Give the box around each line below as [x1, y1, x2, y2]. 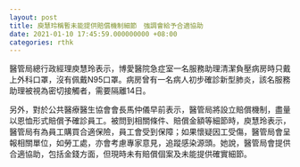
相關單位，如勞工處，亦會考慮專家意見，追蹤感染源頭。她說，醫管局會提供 [16, 138, 291, 148]
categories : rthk [9, 37, 74, 47]
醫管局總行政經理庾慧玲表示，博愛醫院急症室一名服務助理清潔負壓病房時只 [9, 63, 283, 74]
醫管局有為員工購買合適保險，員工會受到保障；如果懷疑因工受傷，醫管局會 [9, 126, 283, 138]
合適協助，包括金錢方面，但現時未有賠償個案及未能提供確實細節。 [9, 148, 252, 160]
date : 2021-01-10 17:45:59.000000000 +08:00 [9, 29, 178, 38]
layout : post [9, 12, 58, 22]
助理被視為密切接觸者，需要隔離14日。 [9, 85, 151, 96]
